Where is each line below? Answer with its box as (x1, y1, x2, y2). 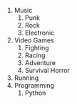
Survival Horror (24, 67, 70, 74)
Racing (24, 51, 46, 59)
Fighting (24, 44, 49, 52)
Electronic (24, 28, 55, 37)
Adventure (24, 59, 56, 67)
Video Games (14, 36, 55, 45)
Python (24, 88, 46, 97)
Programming (14, 81, 55, 89)
